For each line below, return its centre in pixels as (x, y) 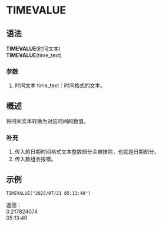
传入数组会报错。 (35, 159)
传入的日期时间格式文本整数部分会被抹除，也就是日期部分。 (87, 152)
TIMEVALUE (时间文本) (33, 49)
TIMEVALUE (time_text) (34, 55)
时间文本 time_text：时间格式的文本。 (60, 85)
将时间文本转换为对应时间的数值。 (47, 121)
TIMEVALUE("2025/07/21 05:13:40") (49, 194)
